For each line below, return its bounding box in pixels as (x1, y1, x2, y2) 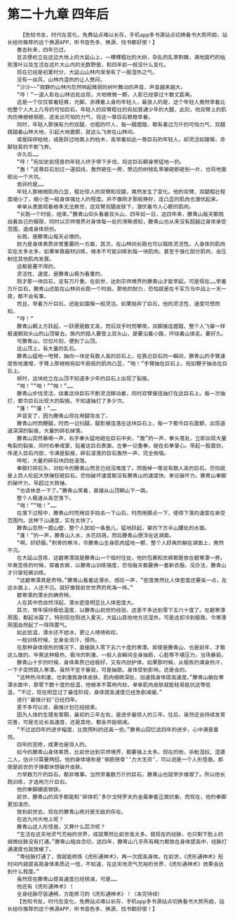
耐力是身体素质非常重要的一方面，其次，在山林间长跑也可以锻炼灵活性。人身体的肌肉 (16, 240, 226, 248)
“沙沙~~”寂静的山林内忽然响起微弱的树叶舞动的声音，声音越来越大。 (16, 84, 186, 91)
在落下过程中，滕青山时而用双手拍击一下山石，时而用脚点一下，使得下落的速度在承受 (16, 509, 226, 517)
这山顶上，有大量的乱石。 (16, 345, 80, 352)
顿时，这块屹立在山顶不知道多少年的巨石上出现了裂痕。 (16, 375, 153, 382)
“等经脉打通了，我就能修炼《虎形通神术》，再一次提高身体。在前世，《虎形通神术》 (16, 853, 219, 860)
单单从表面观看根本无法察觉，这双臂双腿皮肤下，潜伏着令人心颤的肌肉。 (16, 203, 194, 210)
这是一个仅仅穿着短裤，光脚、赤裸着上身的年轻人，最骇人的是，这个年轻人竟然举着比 (16, 98, 226, 105)
